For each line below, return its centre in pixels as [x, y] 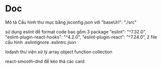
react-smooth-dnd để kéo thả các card [45, 61]
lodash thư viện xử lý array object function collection [59, 52]
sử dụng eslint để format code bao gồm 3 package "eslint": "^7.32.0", [76, 32]
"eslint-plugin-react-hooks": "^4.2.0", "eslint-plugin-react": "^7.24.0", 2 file [81, 37]
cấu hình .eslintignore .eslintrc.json [41, 42]
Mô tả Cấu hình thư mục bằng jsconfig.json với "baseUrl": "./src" [71, 22]
